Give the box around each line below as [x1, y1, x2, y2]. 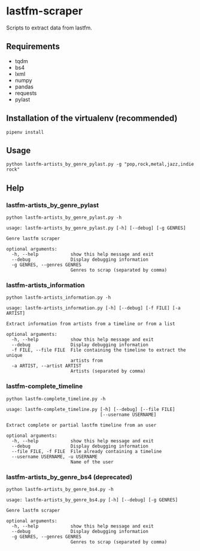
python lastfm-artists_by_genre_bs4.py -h [6, 486, 114, 492]
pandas [14, 83, 34, 90]
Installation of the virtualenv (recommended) [6, 113, 178, 124]
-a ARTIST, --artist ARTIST [11, 363, 82, 369]
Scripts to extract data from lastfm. [6, 24, 92, 31]
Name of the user [70, 458, 114, 465]
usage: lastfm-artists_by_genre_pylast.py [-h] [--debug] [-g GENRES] [6, 225, 186, 231]
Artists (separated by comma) [70, 368, 146, 374]
